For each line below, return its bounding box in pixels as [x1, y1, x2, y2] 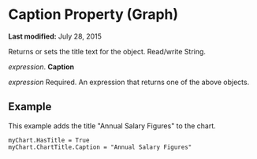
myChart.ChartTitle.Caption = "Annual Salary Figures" [8, 143, 192, 151]
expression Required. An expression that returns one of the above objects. [8, 77, 250, 87]
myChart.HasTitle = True [8, 136, 90, 144]
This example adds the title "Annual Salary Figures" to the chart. [8, 120, 217, 131]
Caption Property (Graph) [8, 6, 179, 24]
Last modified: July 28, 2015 [8, 31, 102, 41]
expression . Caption [8, 61, 75, 72]
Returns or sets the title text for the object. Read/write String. [8, 46, 207, 56]
